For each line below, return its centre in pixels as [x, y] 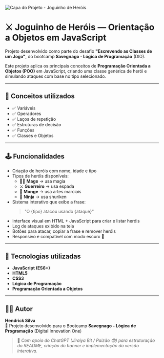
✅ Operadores [27, 113]
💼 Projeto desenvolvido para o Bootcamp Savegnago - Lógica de [71, 326]
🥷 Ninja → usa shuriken [43, 197]
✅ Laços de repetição [34, 119]
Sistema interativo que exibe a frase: [49, 202]
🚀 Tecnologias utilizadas [43, 256]
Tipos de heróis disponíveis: [41, 176]
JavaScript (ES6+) [31, 268]
